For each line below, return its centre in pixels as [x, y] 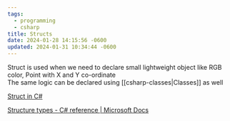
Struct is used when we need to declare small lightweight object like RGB [115, 67]
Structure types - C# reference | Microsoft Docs [78, 110]
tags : [15, 14]
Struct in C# [25, 96]
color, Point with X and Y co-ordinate [62, 75]
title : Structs [30, 34]
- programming [35, 21]
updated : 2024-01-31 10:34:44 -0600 [62, 47]
